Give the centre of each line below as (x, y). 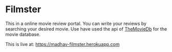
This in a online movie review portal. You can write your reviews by (76, 23)
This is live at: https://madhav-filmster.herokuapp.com (62, 44)
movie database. (23, 34)
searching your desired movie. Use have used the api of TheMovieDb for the (86, 29)
